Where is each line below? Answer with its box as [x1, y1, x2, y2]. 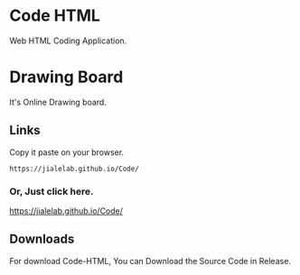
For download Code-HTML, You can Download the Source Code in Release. [9, 255, 292, 266]
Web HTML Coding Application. [9, 35, 127, 46]
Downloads [9, 232, 75, 247]
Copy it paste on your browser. [9, 146, 125, 158]
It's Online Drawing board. [9, 96, 107, 107]
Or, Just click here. [9, 185, 94, 197]
